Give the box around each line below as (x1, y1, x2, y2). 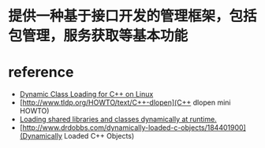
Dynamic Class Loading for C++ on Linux (19, 90, 154, 99)
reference (8, 64, 74, 81)
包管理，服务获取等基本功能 (8, 27, 188, 45)
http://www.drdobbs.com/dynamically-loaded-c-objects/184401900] (22, 123, 246, 132)
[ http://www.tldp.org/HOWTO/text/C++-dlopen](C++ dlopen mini (19, 98, 231, 107)
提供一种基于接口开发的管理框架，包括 (8, 7, 258, 25)
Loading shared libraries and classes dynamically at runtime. (19, 115, 217, 124)
